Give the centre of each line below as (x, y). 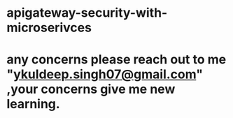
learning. (33, 104)
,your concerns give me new (91, 89)
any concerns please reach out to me (116, 60)
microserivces (49, 28)
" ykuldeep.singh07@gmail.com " (105, 74)
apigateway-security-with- (87, 13)
